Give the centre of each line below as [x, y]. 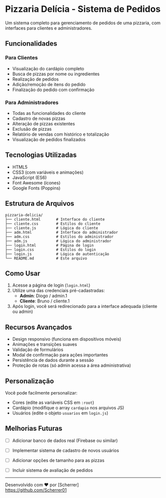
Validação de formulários [38, 349]
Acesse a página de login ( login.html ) [51, 285]
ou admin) [22, 312]
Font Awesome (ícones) [36, 183]
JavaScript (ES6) [29, 177]
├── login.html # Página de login [49, 245]
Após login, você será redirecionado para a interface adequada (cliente [85, 306]
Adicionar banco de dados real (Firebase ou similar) [65, 440]
